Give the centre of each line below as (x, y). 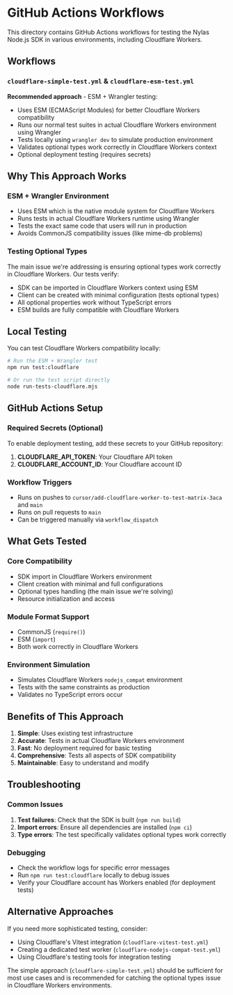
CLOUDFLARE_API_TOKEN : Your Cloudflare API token (95, 457)
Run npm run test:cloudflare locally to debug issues (94, 875)
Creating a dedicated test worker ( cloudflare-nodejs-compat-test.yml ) (119, 949)
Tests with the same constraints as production (83, 687)
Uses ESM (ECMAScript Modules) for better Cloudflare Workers (109, 110)
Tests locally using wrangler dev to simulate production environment (115, 139)
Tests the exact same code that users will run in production (102, 226)
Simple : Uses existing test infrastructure (75, 733)
